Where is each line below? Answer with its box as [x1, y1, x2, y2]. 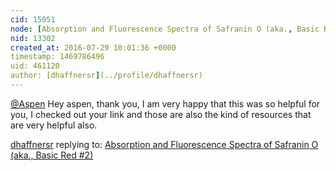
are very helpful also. [10, 119, 98, 131]
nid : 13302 [10, 33, 56, 43]
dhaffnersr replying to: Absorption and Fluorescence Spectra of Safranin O [10, 138, 319, 150]
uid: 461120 [10, 61, 60, 71]
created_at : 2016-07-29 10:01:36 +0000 [10, 42, 177, 53]
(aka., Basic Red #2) [10, 149, 94, 161]
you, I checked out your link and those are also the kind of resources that [10, 108, 312, 120]
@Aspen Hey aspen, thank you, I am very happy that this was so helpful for [10, 97, 321, 110]
